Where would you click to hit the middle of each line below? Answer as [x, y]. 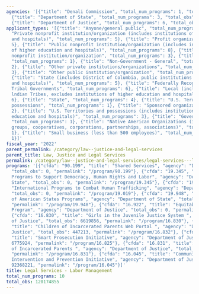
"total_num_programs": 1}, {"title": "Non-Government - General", [95, 61]
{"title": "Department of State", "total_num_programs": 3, [87, 17]
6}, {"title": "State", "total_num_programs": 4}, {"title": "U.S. [97, 100]
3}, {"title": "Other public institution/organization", [83, 72]
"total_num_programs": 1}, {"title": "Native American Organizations [99, 122]
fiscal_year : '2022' [32, 144]
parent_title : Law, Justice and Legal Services [66, 155]
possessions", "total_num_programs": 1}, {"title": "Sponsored [91, 105]
